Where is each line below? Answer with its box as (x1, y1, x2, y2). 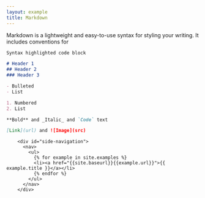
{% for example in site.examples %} (33, 155, 127, 161)
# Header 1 (6, 61, 34, 67)
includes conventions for (6, 38, 69, 45)
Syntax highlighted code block (6, 50, 86, 56)
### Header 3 (6, 72, 40, 78)
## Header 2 (6, 67, 37, 73)
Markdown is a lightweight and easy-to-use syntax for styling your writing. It (6, 31, 199, 38)
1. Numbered (6, 100, 37, 106)
